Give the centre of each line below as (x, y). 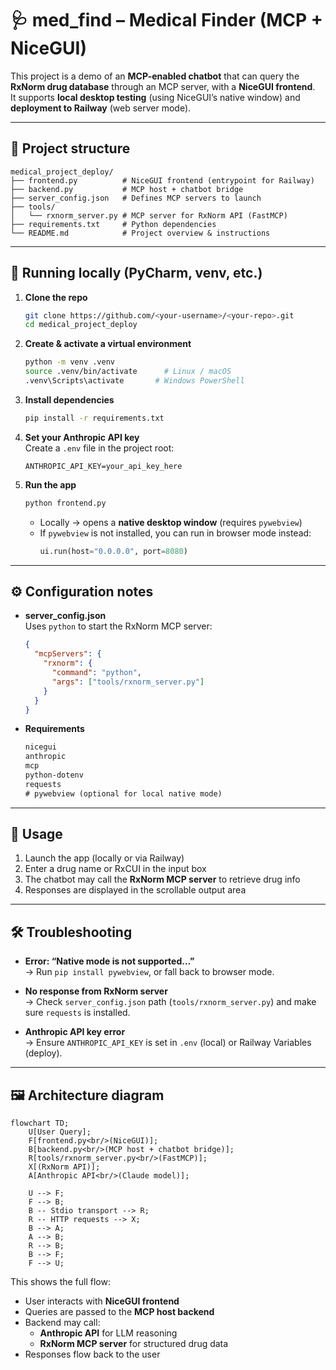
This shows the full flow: (60, 1282)
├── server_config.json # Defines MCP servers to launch (136, 198)
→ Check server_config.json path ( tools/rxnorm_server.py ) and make (170, 1002)
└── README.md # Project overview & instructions (140, 233)
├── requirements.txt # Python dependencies (113, 224)
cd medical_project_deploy (81, 325)
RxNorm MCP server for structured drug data (134, 1344)
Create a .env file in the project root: (99, 448)
